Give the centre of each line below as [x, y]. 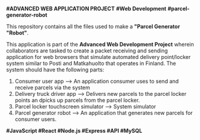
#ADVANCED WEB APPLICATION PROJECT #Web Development [86, 9]
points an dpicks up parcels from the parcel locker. [77, 100]
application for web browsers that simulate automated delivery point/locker [99, 57]
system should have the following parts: [55, 70]
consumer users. [36, 119]
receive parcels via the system [53, 88]
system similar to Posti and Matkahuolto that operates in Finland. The [91, 63]
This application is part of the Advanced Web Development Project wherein [100, 44]
